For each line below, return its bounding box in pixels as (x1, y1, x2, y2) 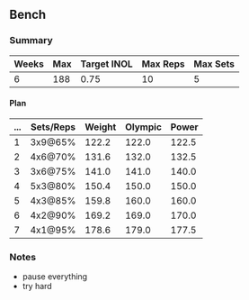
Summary (9, 34, 54, 47)
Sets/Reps (30, 121, 76, 133)
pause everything (22, 271, 88, 282)
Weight (84, 121, 117, 133)
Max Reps (141, 58, 186, 70)
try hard (22, 281, 52, 292)
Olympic (124, 121, 162, 133)
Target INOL (80, 58, 133, 70)
